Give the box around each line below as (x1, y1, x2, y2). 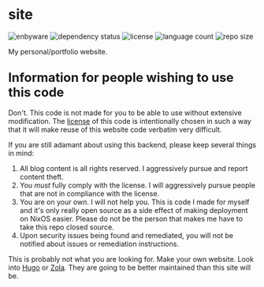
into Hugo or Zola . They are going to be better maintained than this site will (8, 263, 251, 272)
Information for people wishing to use (8, 69, 234, 86)
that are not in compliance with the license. (19, 188, 160, 198)
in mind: (8, 148, 35, 158)
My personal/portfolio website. (8, 47, 108, 56)
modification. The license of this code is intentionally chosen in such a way (8, 116, 252, 125)
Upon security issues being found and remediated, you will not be (19, 230, 234, 240)
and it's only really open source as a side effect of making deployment (19, 205, 248, 214)
